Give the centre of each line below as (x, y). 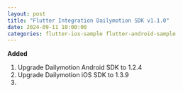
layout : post (27, 14)
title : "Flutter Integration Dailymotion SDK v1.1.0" (89, 21)
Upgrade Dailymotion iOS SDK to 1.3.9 (73, 75)
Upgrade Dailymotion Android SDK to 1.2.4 (80, 67)
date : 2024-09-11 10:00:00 (47, 27)
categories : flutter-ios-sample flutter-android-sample (91, 34)
